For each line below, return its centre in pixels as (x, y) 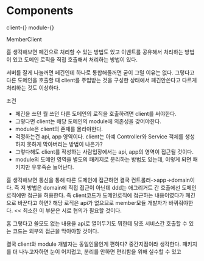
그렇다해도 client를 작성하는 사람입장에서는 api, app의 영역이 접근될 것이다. (104, 152)
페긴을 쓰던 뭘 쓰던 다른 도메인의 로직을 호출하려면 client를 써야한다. (96, 113)
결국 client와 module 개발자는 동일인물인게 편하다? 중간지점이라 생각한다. (94, 244)
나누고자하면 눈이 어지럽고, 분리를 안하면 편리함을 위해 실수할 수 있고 (100, 251)
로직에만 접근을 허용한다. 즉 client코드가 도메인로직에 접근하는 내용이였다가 (95, 195)
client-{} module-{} (30, 27)
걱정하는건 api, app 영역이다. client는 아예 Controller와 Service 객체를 (99, 136)
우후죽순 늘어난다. (53, 167)
